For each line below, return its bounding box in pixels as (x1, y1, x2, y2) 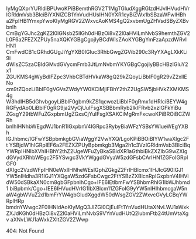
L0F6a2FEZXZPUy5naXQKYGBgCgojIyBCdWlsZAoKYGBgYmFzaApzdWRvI (6, 36, 187, 43)
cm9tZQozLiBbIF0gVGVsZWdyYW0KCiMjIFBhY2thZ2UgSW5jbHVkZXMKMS (6, 86, 190, 92)
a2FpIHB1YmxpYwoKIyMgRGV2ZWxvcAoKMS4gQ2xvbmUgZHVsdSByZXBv (6, 18, 189, 24)
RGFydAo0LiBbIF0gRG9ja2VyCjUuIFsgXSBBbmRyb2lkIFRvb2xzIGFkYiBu (6, 105, 181, 111)
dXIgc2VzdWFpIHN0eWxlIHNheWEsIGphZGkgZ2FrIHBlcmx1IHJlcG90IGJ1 (6, 167, 184, 173)
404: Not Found (6, 227, 44, 234)
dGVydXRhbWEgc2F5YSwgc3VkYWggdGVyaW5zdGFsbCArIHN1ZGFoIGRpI (6, 154, 188, 161)
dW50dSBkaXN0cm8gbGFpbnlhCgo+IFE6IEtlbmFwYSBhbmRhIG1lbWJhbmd (6, 179, 190, 186)
